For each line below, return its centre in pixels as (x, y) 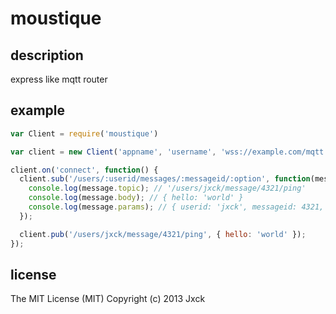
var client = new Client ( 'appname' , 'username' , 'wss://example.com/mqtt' (169, 152)
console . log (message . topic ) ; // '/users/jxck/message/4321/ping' (167, 188)
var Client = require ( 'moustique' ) (84, 133)
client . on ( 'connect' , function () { (84, 170)
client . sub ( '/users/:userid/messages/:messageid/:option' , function (165, 179)
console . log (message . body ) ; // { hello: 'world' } (136, 198)
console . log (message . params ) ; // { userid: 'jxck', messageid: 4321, (176, 207)
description (47, 55)
